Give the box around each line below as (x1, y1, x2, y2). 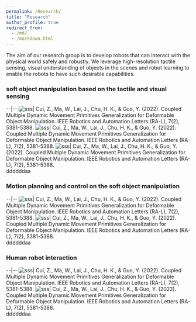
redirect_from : (6, 25, 43, 31)
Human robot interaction (6, 254, 77, 262)
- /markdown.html (11, 36, 54, 41)
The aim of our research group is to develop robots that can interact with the (6, 52, 191, 58)
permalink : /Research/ (6, 8, 61, 15)
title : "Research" (6, 14, 51, 20)
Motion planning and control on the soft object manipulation (6, 182, 180, 191)
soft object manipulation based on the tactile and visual (6, 85, 167, 93)
